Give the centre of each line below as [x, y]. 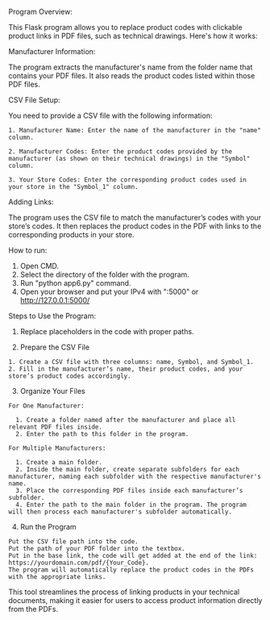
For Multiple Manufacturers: [57, 448]
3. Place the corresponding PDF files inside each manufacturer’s [129, 491]
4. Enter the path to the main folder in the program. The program [131, 505]
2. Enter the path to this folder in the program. [102, 434]
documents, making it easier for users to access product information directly [135, 600]
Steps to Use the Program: [52, 316]
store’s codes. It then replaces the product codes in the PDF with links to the [135, 226]
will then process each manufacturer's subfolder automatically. [120, 512]
